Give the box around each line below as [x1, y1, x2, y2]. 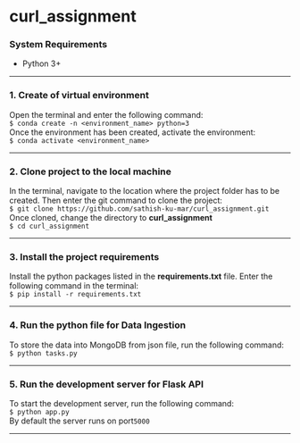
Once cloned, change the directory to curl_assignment [9, 213, 212, 223]
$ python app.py [9, 407, 70, 416]
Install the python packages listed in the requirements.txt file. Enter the [9, 271, 273, 282]
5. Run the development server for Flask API [9, 378, 204, 390]
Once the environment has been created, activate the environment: [9, 127, 256, 138]
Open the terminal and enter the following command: [9, 109, 204, 120]
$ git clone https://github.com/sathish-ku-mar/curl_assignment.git [9, 205, 270, 213]
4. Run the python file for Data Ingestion [9, 319, 186, 331]
